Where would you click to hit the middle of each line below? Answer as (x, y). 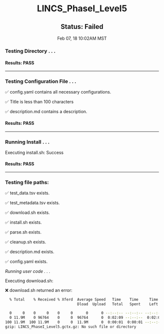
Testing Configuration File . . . (41, 81)
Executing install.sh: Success (34, 152)
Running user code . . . (28, 271)
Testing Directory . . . (30, 51)
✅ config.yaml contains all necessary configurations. (58, 92)
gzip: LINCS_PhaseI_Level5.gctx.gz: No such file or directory (71, 327)
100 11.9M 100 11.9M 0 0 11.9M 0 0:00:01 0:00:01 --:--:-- (84, 322)
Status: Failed (82, 27)
